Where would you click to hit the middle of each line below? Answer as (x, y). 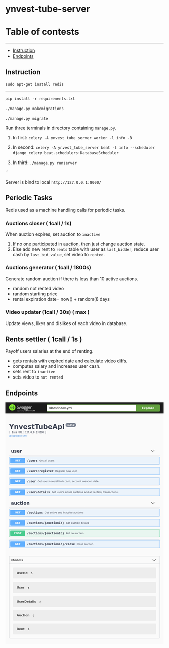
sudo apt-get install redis (35, 84)
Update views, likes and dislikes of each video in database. (66, 323)
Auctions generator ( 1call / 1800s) (48, 267)
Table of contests (42, 32)
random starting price (35, 294)
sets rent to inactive (34, 372)
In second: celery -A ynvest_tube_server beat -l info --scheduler (83, 147)
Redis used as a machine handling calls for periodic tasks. (65, 210)
